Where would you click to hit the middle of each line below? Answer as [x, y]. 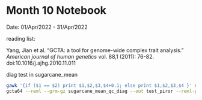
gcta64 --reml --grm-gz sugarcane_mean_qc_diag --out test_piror [90, 91]
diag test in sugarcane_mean [42, 74]
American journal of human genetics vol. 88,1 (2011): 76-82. [80, 56]
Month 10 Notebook [57, 10]
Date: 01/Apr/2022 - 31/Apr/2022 [47, 27]
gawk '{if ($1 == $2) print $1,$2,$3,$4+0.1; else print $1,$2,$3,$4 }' [99, 85]
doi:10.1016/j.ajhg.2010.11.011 [41, 63]
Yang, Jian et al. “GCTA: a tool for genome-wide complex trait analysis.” [95, 50]
